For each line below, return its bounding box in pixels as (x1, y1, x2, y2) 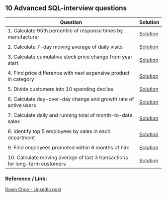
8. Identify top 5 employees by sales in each (7, 128, 111, 135)
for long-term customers (7, 160, 66, 167)
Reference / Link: (5, 175, 47, 182)
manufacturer (7, 33, 40, 40)
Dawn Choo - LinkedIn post (5, 187, 61, 193)
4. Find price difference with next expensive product (7, 69, 130, 76)
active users (7, 101, 36, 108)
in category (7, 76, 34, 83)
